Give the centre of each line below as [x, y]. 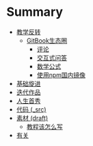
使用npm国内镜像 [61, 75]
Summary [35, 12]
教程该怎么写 [44, 126]
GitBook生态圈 [47, 40]
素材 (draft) [32, 118]
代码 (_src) [31, 109]
